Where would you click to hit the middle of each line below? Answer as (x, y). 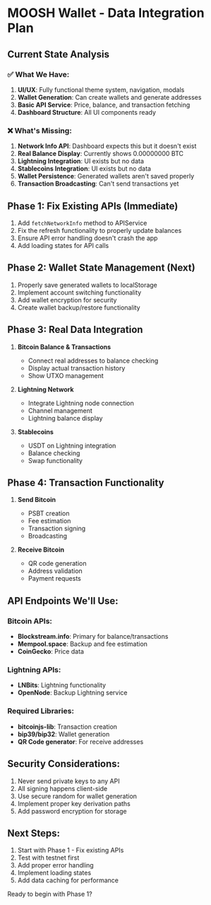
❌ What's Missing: (40, 130)
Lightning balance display (65, 418)
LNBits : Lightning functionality (62, 685)
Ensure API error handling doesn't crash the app (88, 238)
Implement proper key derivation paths (74, 803)
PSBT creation (49, 513)
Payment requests (54, 579)
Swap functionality (55, 460)
